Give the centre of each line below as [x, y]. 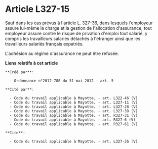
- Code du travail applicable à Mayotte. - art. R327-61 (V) [74, 124]
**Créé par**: [20, 72]
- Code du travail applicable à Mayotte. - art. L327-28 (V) [74, 107]
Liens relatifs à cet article [32, 63]
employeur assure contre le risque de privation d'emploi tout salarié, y [76, 33]
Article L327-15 [38, 9]
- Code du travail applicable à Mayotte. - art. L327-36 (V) [74, 141]
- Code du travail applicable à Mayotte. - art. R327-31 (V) [74, 115]
